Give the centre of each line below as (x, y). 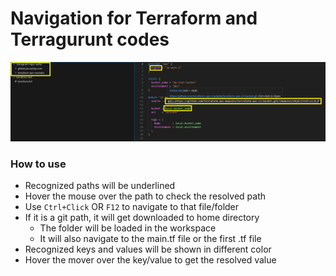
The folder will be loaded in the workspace (128, 228)
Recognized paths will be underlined (100, 186)
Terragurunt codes (90, 39)
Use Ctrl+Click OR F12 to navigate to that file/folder (132, 207)
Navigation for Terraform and (134, 18)
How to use (38, 164)
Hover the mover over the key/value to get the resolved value (150, 260)
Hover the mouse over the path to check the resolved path (145, 196)
